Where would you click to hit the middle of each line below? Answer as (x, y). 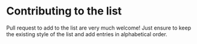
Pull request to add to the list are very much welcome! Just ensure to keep (99, 28)
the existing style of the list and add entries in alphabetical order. (87, 34)
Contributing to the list (64, 11)
